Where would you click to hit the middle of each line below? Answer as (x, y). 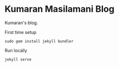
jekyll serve (18, 59)
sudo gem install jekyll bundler (39, 41)
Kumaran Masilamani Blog (59, 9)
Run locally (16, 50)
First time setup (21, 32)
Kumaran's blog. (21, 23)
